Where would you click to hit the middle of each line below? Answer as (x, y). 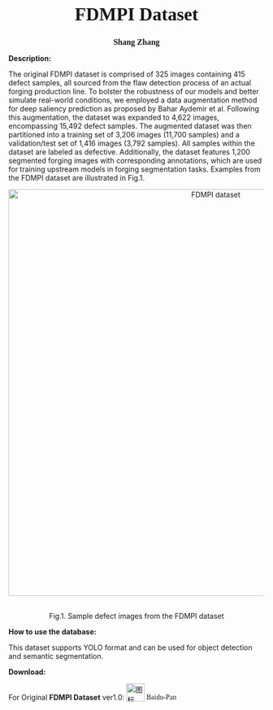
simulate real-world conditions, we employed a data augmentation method (133, 100)
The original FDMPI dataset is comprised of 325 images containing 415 (127, 74)
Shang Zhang (136, 41)
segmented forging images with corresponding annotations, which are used (135, 160)
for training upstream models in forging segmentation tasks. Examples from (135, 169)
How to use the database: (52, 631)
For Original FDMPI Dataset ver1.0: (67, 697)
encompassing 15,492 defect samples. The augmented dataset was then (130, 126)
